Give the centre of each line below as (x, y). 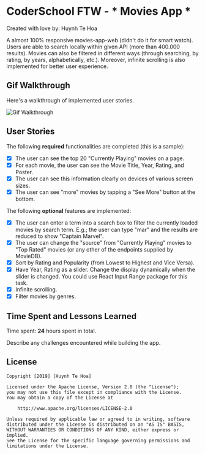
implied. (17, 435)
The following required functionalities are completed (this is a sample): (95, 146)
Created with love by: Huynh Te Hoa (52, 28)
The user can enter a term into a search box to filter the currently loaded (106, 223)
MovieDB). (28, 256)
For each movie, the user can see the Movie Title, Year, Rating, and (99, 165)
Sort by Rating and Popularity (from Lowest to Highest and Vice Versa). (105, 263)
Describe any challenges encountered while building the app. (84, 343)
